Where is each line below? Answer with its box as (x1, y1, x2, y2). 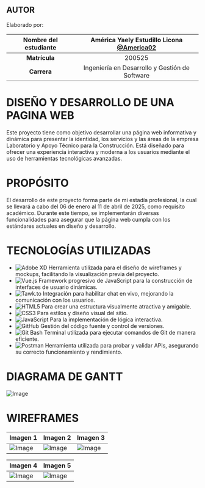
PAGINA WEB (6, 109, 74, 122)
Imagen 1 (9, 433, 38, 442)
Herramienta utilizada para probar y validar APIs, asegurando (45, 341, 199, 349)
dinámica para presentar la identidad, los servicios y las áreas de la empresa (6, 135, 199, 142)
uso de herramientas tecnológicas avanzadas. (6, 155, 123, 162)
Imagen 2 (43, 433, 71, 442)
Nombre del (23, 35, 58, 44)
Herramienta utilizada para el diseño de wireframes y (48, 264, 182, 271)
